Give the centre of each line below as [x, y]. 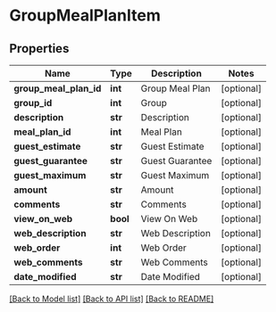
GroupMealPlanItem [85, 16]
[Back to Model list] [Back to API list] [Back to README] [112, 299]
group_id [33, 103]
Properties [39, 49]
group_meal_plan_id [58, 88]
